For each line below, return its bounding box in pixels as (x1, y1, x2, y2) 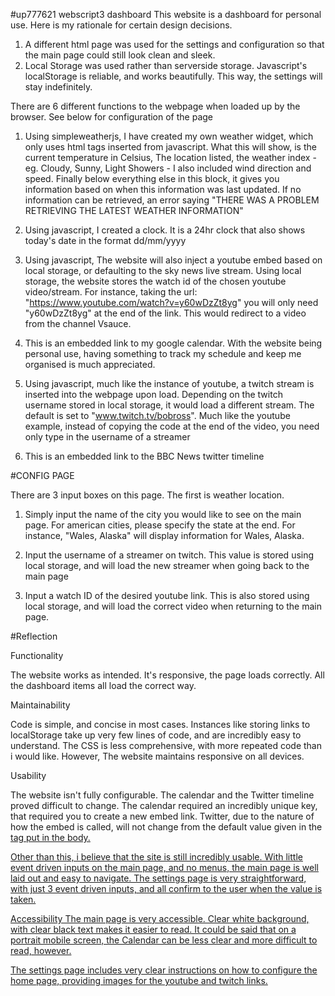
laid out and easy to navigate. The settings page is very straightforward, (10, 872, 307, 884)
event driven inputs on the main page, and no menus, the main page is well (10, 862, 320, 873)
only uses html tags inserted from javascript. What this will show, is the (24, 141, 317, 153)
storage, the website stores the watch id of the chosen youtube (24, 275, 287, 287)
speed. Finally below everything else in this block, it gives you (24, 173, 280, 184)
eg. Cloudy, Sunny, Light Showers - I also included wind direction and (24, 162, 312, 174)
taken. (10, 894, 37, 905)
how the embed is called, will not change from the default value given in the (10, 821, 323, 833)
